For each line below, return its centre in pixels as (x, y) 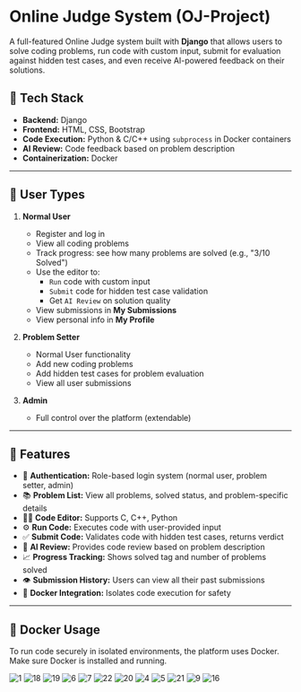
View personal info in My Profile (95, 320)
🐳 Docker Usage (55, 630)
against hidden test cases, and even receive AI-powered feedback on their (147, 60)
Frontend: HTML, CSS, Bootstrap (84, 129)
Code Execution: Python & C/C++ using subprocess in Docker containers (156, 139)
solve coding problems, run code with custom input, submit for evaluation (145, 50)
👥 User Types (47, 195)
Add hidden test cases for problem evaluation (120, 373)
